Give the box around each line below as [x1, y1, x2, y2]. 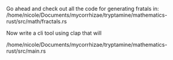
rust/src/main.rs [6, 47, 46, 55]
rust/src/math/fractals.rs [6, 18, 68, 25]
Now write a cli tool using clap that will [6, 29, 102, 37]
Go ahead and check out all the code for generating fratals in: [6, 5, 159, 12]
